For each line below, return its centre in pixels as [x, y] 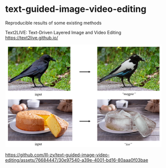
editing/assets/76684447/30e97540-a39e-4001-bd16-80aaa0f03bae [77, 160]
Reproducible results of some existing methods [53, 23]
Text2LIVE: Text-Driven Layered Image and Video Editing [63, 32]
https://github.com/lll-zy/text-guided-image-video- [57, 155]
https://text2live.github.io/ [32, 38]
